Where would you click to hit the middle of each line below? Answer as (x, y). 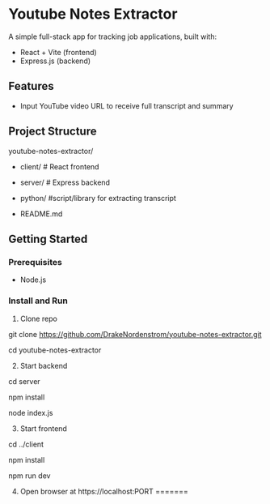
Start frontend (43, 428)
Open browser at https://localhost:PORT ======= (104, 491)
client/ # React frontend (59, 166)
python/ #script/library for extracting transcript (98, 198)
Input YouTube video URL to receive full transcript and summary (127, 105)
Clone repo (39, 318)
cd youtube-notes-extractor (55, 350)
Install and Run (38, 301)
